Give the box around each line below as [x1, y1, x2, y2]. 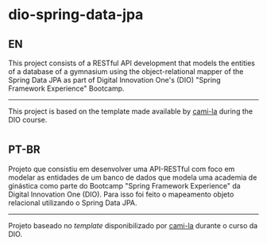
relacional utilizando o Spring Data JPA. [8, 197, 137, 208]
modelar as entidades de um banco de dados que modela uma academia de [8, 173, 257, 182]
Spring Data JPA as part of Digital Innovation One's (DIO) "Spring [8, 76, 221, 84]
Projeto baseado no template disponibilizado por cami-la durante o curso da [8, 220, 258, 230]
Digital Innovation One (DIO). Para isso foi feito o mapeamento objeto [8, 189, 234, 199]
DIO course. [8, 115, 48, 124]
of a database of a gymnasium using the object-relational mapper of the [8, 67, 244, 76]
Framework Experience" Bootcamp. [8, 84, 125, 93]
